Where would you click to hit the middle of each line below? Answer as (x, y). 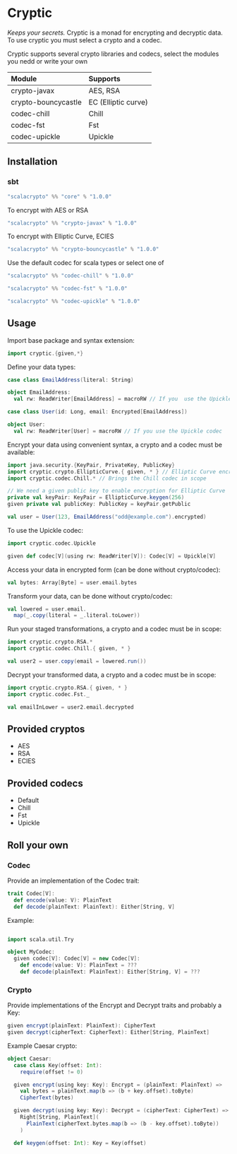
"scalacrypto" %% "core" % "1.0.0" (60, 196)
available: (21, 452)
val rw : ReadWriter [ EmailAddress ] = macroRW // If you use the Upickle (123, 399)
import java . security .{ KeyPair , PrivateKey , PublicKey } (91, 465)
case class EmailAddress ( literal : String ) (71, 379)
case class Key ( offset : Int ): (58, 1065)
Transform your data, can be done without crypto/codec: (90, 596)
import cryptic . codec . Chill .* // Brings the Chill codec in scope (107, 478)
